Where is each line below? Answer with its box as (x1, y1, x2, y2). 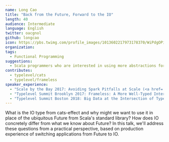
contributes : (5, 68, 33, 73)
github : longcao (5, 36, 39, 41)
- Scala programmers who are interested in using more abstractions (10, 63, 156, 68)
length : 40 (5, 17, 28, 22)
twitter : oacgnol (5, 31, 42, 36)
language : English (5, 26, 44, 31)
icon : (5, 40, 17, 45)
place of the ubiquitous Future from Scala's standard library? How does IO (5, 115, 159, 121)
